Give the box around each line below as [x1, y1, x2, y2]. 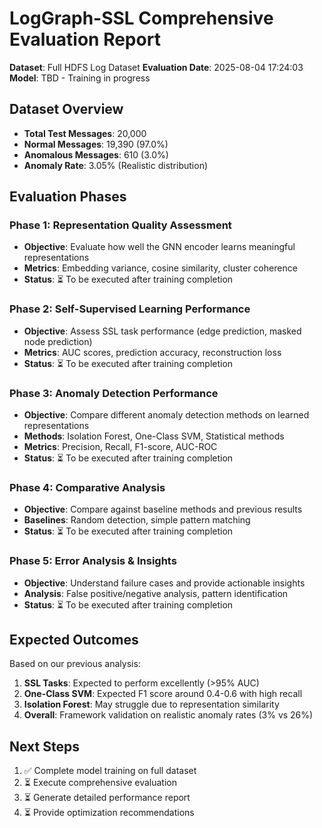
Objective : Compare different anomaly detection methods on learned [23, 409, 310, 421]
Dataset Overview [9, 101, 124, 118]
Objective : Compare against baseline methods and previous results [23, 503, 303, 516]
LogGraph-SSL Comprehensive [9, 7, 274, 30]
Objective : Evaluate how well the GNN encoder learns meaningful [23, 241, 296, 253]
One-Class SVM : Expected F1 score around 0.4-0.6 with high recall [23, 688, 303, 700]
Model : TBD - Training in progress [9, 72, 151, 84]
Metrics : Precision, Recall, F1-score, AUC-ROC [23, 441, 218, 453]
